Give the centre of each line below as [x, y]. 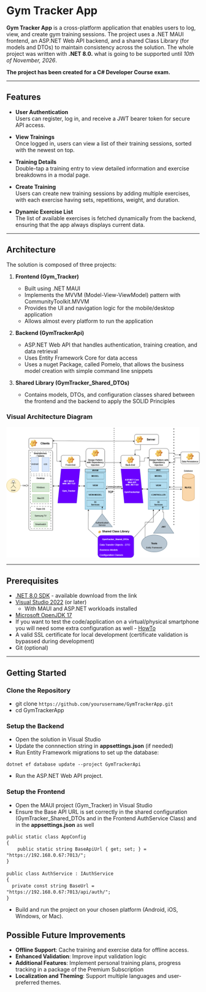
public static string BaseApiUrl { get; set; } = [82, 849]
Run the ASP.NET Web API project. [59, 776]
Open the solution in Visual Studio [58, 739]
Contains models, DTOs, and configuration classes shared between [109, 394]
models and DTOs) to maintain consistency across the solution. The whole [100, 47]
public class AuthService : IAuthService [60, 874]
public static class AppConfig [46, 837]
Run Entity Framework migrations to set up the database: [87, 753]
